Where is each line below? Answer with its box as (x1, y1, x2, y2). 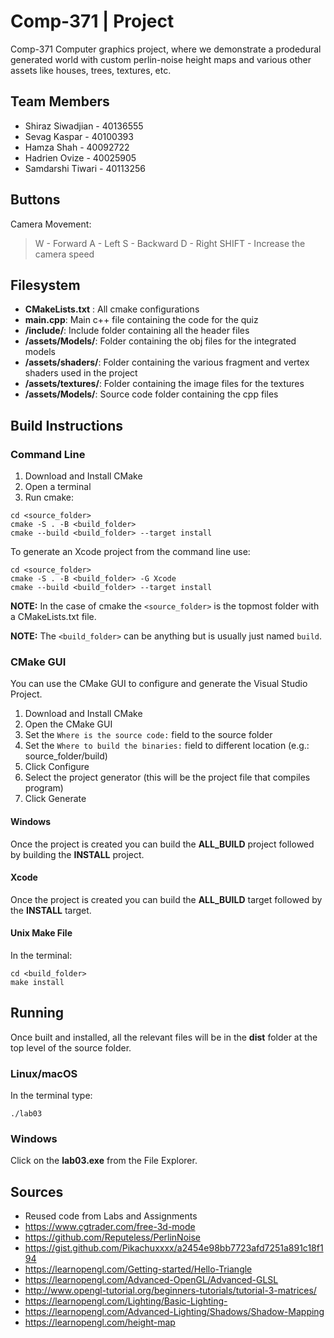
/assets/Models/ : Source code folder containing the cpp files (24, 388, 279, 400)
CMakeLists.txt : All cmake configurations (24, 303, 200, 315)
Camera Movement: (10, 218, 92, 230)
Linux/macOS (10, 1066, 78, 1080)
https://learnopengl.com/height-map (24, 1316, 176, 1329)
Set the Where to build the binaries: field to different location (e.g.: (24, 740, 310, 752)
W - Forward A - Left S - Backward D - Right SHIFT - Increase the (34, 237, 306, 249)
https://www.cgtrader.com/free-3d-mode (24, 1221, 196, 1233)
